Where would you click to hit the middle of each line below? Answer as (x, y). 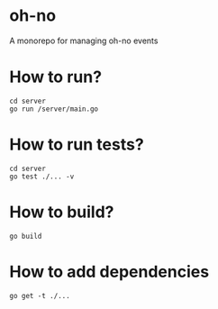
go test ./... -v (42, 177)
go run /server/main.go (54, 109)
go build (26, 236)
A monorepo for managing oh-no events (84, 41)
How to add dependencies (109, 272)
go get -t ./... (40, 295)
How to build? (62, 212)
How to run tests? (77, 145)
